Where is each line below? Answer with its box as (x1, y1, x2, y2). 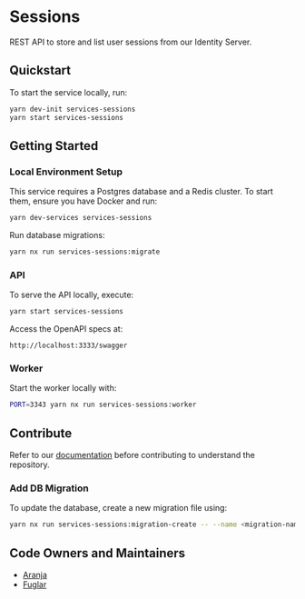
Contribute (9, 425, 73, 441)
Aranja (22, 570, 48, 581)
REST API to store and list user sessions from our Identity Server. (9, 36, 252, 47)
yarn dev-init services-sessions (9, 105, 136, 114)
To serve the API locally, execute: (9, 289, 134, 301)
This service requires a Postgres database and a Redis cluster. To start (9, 186, 274, 197)
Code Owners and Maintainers (9, 545, 186, 561)
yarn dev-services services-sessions (9, 214, 152, 223)
